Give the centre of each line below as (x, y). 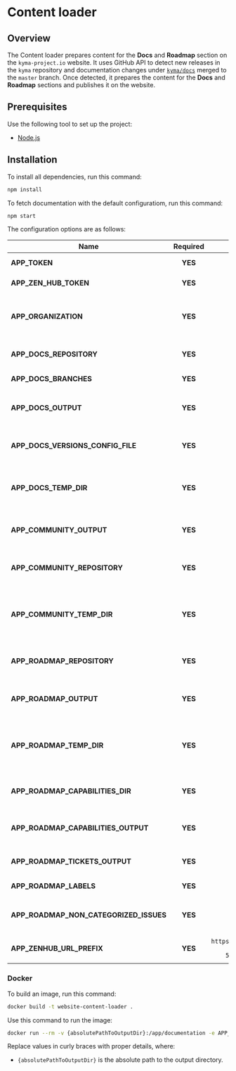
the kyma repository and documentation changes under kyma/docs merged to (117, 70)
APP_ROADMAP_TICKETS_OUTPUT (71, 861)
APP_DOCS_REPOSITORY (54, 354)
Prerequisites (37, 107)
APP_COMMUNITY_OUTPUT (59, 530)
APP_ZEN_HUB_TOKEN (50, 283)
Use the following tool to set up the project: (70, 124)
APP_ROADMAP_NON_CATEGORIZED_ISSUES (89, 915)
